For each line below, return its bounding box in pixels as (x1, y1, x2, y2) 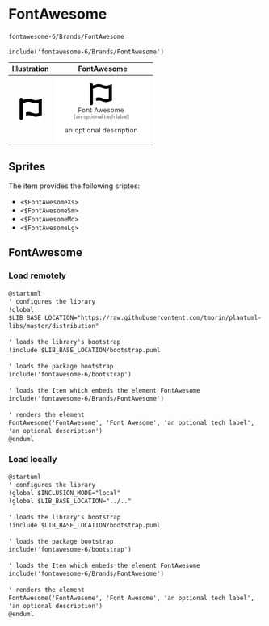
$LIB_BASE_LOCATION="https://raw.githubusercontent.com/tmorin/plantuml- (8, 313, 263, 321)
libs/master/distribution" (8, 321, 99, 330)
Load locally (8, 453, 57, 464)
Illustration (11, 64, 50, 74)
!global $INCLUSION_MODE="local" (8, 489, 121, 497)
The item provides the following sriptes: (8, 181, 141, 191)
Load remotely (8, 270, 67, 281)
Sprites (8, 159, 46, 174)
